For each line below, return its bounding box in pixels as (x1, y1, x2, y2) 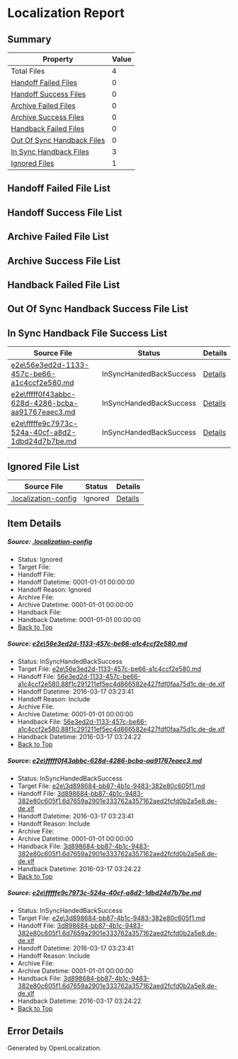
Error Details (7, 1025, 64, 1037)
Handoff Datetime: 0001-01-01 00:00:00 (17, 578, 135, 587)
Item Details (7, 518, 62, 530)
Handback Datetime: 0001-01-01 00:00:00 (17, 616, 142, 624)
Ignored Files (11, 158, 55, 168)
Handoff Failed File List (7, 182, 111, 194)
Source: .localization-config (7, 537, 93, 545)
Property (42, 55, 74, 64)
